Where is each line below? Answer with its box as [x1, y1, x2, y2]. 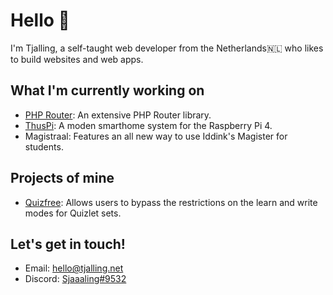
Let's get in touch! [10, 235, 126, 253]
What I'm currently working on [10, 82, 205, 99]
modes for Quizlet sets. [24, 207, 122, 219]
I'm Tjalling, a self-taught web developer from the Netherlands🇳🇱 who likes [10, 42, 324, 54]
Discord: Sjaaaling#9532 [24, 273, 127, 285]
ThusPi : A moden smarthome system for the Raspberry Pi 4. [24, 119, 273, 131]
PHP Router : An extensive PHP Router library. [24, 109, 212, 121]
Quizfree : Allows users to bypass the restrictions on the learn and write [24, 196, 318, 208]
